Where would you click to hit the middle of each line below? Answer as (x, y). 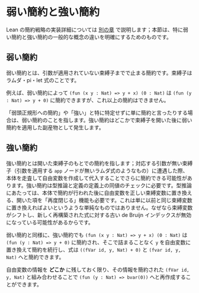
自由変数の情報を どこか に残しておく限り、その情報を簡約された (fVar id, (98, 269)
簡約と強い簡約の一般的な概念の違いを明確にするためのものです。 (91, 37)
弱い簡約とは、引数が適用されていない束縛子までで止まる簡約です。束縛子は (99, 73)
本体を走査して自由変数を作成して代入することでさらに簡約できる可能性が (97, 178)
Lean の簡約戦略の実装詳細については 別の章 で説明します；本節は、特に (95, 30)
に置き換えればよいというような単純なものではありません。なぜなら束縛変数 (99, 207)
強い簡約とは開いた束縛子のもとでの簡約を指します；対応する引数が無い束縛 (99, 163)
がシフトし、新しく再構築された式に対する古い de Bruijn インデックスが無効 (99, 215)
